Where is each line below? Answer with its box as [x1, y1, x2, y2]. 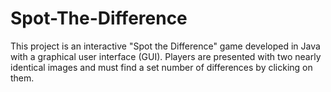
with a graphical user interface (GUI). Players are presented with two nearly [10, 50, 322, 62]
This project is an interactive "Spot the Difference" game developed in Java [10, 40, 321, 52]
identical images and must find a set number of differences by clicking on [10, 61, 313, 73]
